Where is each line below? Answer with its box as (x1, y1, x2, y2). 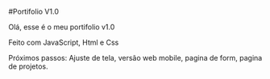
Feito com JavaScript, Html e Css (8, 38, 119, 47)
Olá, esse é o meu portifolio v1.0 (8, 22, 115, 31)
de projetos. (8, 61, 48, 71)
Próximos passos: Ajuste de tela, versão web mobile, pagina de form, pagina (8, 53, 263, 62)
